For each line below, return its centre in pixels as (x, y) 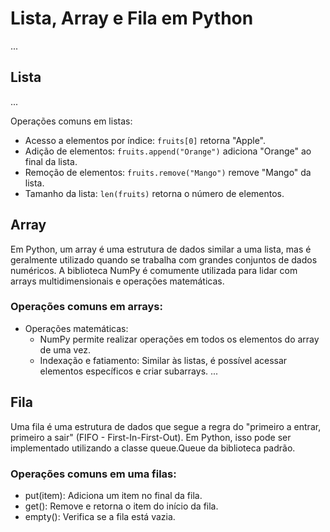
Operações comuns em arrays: (86, 307)
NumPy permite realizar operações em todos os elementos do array (179, 339)
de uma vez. (65, 349)
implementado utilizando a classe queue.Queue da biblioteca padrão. (153, 448)
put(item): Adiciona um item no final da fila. (113, 495)
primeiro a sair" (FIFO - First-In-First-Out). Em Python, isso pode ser (151, 437)
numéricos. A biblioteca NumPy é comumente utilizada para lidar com (154, 270)
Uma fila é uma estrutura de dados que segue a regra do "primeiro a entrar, (166, 426)
